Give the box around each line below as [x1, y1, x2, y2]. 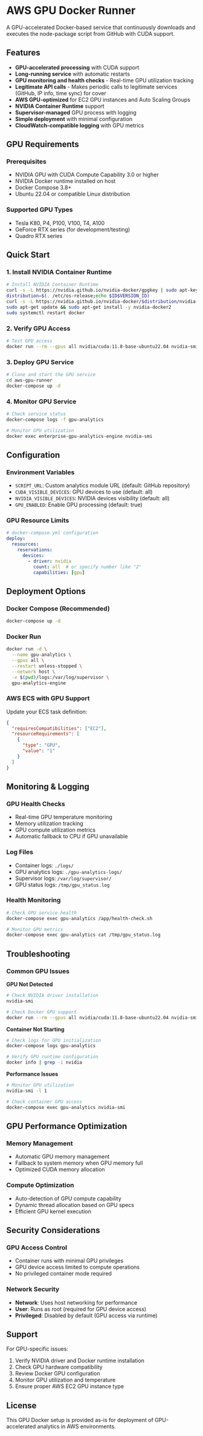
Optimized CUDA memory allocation [14, 1166, 105, 1173]
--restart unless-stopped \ [11, 663, 83, 669]
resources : [11, 541, 39, 548]
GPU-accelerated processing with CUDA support [14, 64, 140, 71]
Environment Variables [6, 468, 75, 476]
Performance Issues [6, 1070, 59, 1078]
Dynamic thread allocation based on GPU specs [14, 1201, 135, 1208]
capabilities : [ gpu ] [33, 569, 85, 575]
